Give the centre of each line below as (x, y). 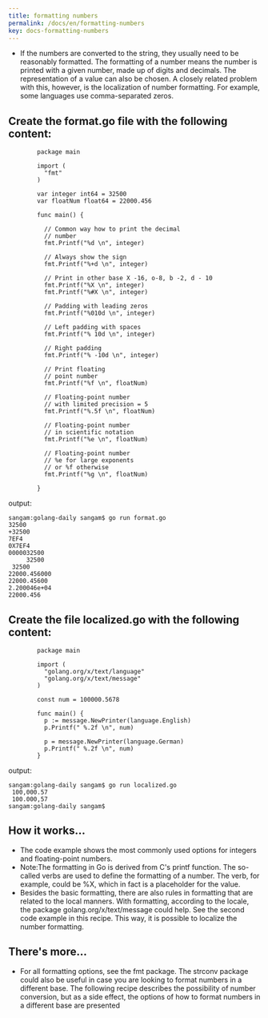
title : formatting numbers (53, 16)
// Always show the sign (85, 257)
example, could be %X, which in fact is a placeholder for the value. (130, 884)
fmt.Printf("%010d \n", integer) (100, 313)
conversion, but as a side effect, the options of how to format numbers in (140, 996)
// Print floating (74, 369)
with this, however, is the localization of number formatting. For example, (140, 87)
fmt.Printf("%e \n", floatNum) (96, 440)
